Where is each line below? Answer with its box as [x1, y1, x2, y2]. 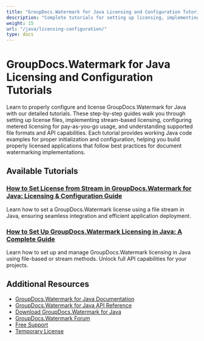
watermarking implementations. [6, 149, 86, 156]
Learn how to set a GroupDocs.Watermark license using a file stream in [6, 206, 185, 213]
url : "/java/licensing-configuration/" [6, 25, 107, 32]
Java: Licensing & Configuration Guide [6, 192, 123, 200]
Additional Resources [6, 279, 89, 289]
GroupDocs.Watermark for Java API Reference [15, 302, 132, 309]
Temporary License [15, 327, 64, 334]
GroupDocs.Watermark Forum [15, 314, 90, 322]
